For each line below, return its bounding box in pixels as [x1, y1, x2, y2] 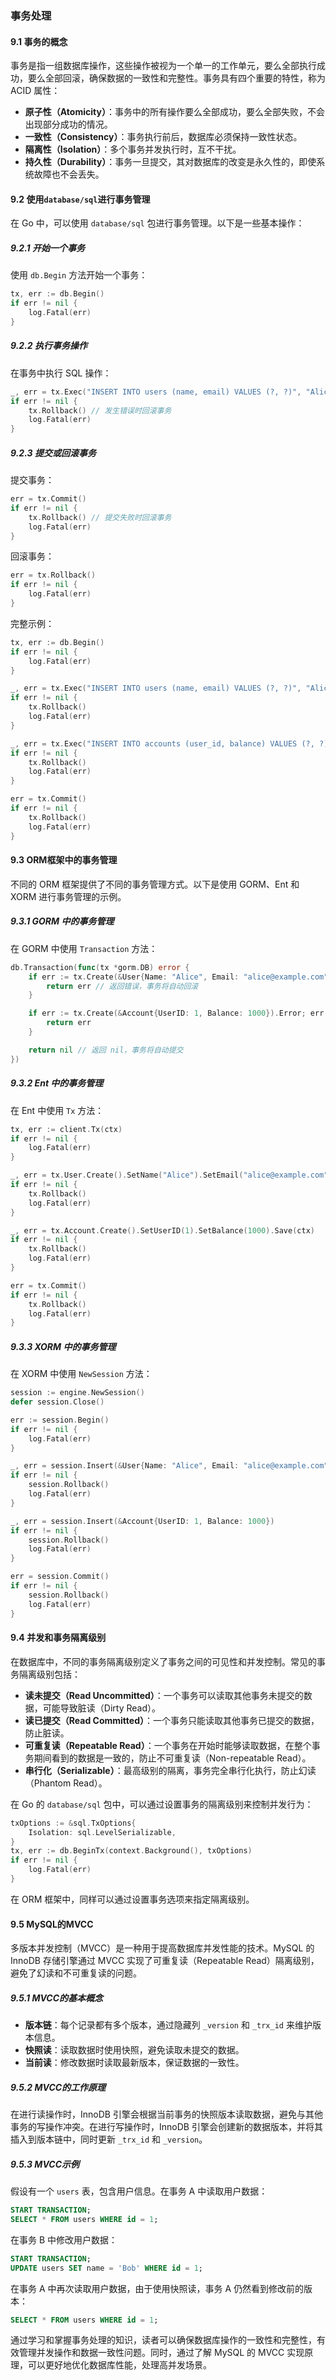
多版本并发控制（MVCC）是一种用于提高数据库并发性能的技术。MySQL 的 [10, 1942, 315, 1954]
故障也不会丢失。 [33, 168, 105, 181]
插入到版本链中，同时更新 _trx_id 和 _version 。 [10, 2133, 208, 2146]
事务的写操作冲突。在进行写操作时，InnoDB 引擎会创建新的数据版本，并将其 [10, 2121, 323, 2133]
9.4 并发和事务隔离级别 [10, 1632, 107, 1644]
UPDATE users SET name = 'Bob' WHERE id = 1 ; [10, 2263, 203, 2273]
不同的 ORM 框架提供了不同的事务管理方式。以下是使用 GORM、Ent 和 [10, 878, 300, 890]
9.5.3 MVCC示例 [10, 2158, 80, 2170]
